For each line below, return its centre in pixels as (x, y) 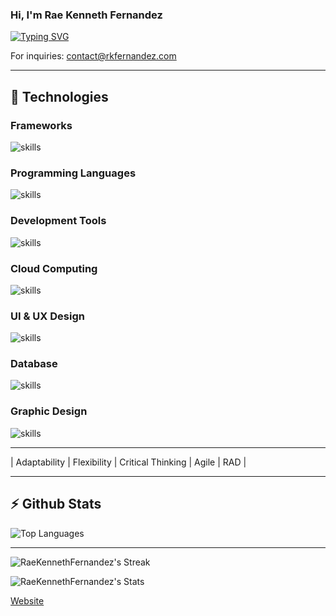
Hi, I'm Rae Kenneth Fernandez (86, 15)
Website (27, 600)
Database (34, 364)
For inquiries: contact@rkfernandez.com (93, 56)
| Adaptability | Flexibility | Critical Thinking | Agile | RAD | (128, 462)
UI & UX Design (47, 316)
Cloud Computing (54, 268)
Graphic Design (49, 411)
